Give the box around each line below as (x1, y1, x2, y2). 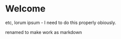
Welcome (5, 3, 46, 14)
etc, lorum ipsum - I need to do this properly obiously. (5, 19, 116, 25)
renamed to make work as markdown (5, 29, 82, 35)
